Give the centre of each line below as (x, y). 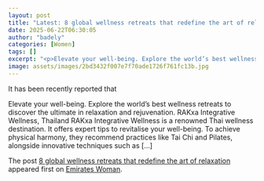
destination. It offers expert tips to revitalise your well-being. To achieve (125, 129)
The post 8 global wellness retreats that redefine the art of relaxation (119, 161)
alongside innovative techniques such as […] (81, 145)
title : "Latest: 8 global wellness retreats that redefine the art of (126, 23)
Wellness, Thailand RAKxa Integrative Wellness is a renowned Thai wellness (131, 120)
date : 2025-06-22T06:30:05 (52, 30)
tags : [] (22, 52)
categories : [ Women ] (42, 45)
